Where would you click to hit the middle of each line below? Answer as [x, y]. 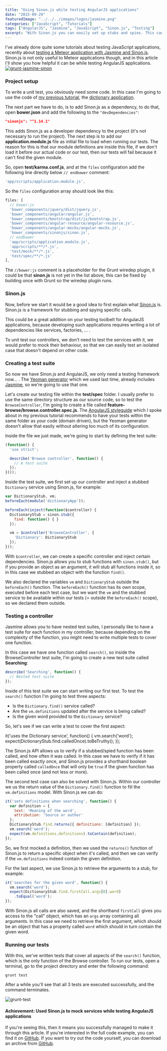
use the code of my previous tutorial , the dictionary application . [70, 97]
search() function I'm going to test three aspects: [56, 696]
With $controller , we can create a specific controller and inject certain [78, 556]
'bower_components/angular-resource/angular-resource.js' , [72, 223]
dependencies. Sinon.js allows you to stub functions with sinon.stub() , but [82, 561]
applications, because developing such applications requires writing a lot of [83, 325]
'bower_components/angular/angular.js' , [52, 214]
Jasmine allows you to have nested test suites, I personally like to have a [79, 627]
